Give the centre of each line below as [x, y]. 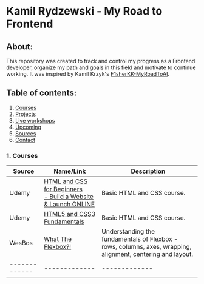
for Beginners [63, 189]
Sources [25, 133]
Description [148, 171]
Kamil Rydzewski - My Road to [84, 11]
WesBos [21, 243]
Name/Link [70, 171]
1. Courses [22, 155]
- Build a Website [69, 197]
